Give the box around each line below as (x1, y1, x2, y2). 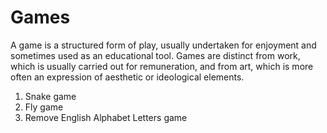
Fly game (24, 101, 64, 113)
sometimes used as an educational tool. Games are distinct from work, (10, 49, 301, 61)
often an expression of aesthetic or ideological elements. (10, 71, 245, 83)
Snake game (24, 90, 77, 102)
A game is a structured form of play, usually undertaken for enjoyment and (10, 39, 317, 51)
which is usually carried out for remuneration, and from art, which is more (10, 60, 314, 72)
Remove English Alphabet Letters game (24, 111, 188, 123)
